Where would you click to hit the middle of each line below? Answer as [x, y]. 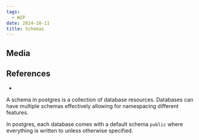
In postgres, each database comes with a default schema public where [95, 124]
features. [17, 113]
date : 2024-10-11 [28, 23]
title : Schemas [25, 29]
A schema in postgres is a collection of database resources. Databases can [100, 100]
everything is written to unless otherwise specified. [70, 131]
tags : [13, 12]
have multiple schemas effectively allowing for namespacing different [93, 106]
